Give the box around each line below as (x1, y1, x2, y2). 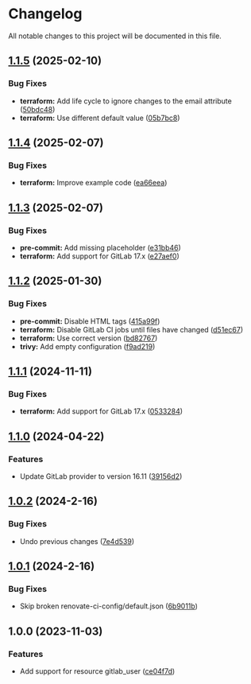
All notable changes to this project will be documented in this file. (8, 31, 222, 41)
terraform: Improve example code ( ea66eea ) (19, 178, 168, 188)
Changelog (8, 5, 83, 23)
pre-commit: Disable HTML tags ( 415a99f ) (19, 316, 160, 326)
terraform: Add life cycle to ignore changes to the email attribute (19, 96, 232, 106)
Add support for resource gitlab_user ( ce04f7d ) (19, 667, 176, 676)
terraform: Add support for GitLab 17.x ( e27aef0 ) (19, 251, 180, 261)
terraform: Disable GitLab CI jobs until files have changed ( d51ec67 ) (19, 325, 244, 334)
